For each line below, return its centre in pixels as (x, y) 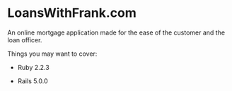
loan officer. (25, 40)
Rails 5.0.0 (33, 81)
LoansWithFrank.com (72, 13)
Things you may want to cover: (52, 54)
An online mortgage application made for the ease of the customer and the (116, 32)
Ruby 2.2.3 (33, 67)
